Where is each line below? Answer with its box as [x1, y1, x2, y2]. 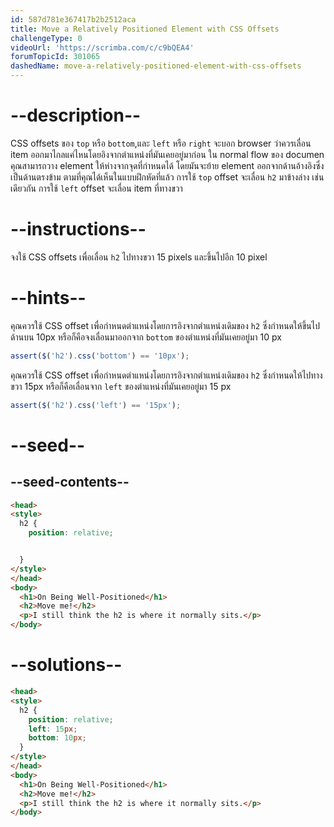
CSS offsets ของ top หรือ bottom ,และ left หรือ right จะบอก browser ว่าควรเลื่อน [10, 137, 312, 149]
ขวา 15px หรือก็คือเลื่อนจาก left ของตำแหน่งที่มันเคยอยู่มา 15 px [10, 380, 232, 392]
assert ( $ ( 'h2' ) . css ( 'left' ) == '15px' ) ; [10, 400, 182, 410]
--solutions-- [10, 654, 123, 676]
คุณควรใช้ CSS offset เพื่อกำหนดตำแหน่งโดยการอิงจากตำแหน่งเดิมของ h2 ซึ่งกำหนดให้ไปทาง [10, 369, 323, 381]
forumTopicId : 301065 [10, 52, 101, 62]
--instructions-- [10, 218, 147, 241]
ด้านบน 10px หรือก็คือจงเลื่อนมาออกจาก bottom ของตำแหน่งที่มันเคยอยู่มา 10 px [10, 331, 282, 343]
